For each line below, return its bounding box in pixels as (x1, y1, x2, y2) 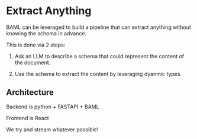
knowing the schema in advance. (6, 29, 87, 37)
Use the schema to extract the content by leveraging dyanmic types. (14, 70, 182, 77)
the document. (14, 59, 51, 66)
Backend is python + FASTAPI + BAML (6, 103, 99, 110)
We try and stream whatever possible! (6, 125, 99, 133)
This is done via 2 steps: (6, 41, 66, 48)
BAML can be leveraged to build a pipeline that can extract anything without (6, 24, 191, 31)
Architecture (6, 87, 54, 98)
